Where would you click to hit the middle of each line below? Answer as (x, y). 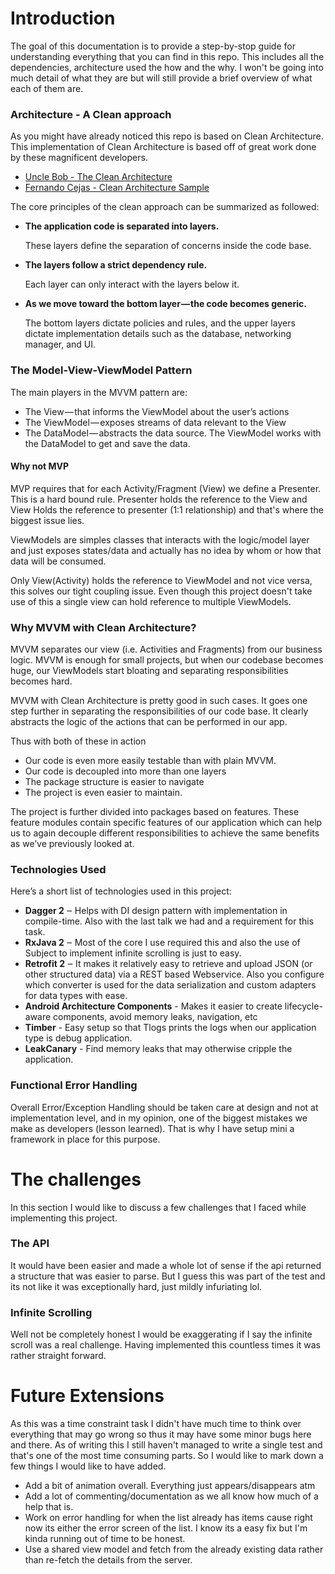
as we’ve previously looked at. (72, 844)
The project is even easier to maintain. (103, 793)
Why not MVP (40, 466)
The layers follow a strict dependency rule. (116, 265)
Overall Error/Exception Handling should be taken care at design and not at (164, 1107)
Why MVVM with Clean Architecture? (103, 627)
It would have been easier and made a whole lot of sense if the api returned (166, 1265)
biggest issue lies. (47, 520)
